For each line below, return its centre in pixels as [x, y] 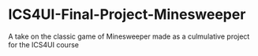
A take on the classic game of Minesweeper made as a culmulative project [129, 36]
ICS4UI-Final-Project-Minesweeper [127, 15]
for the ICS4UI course [43, 44]
